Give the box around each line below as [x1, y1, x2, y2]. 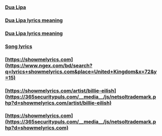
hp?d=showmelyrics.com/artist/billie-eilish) [5, 99, 112, 106]
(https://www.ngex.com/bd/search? [5, 62, 93, 69]
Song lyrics [5, 43, 32, 50]
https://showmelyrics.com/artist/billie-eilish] [7, 87, 117, 94]
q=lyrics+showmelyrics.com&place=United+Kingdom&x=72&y [5, 68, 157, 75]
